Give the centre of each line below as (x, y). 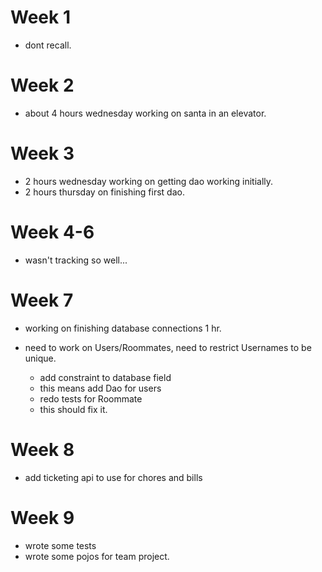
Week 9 (42, 517)
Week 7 (42, 300)
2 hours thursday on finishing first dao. (104, 192)
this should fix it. (73, 409)
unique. (40, 358)
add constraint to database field (105, 377)
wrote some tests (60, 545)
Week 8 (42, 449)
